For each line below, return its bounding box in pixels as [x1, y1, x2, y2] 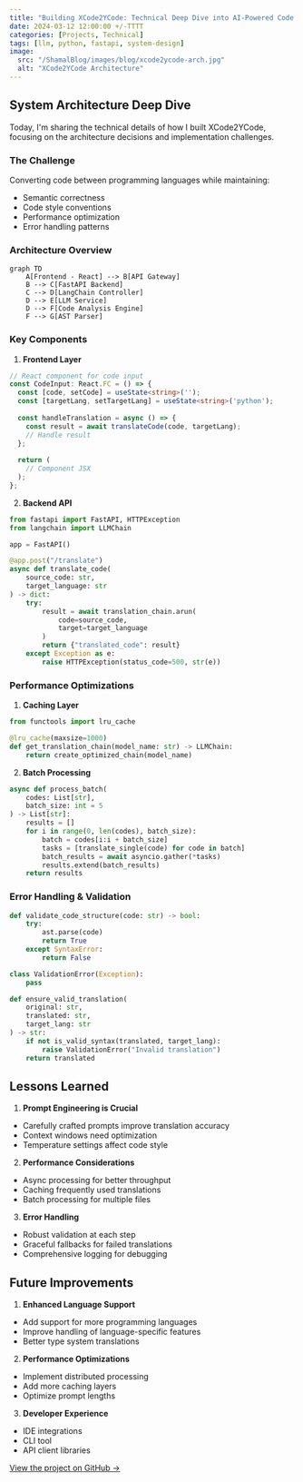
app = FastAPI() [9, 539, 71, 549]
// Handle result [25, 430, 92, 440]
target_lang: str [25, 1020, 92, 1029]
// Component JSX [25, 464, 92, 473]
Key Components [9, 333, 88, 346]
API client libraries [22, 1445, 91, 1456]
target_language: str [25, 582, 107, 591]
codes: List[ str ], [25, 793, 95, 802]
